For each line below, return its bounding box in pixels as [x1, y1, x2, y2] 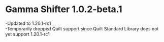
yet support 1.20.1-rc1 [5, 31, 50, 37]
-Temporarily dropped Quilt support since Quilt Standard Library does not [5, 25, 159, 31]
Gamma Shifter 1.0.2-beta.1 [5, 4, 122, 15]
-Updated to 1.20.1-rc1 [5, 20, 51, 26]
